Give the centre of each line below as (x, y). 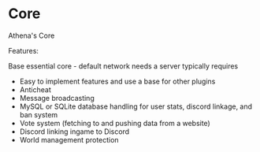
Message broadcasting (57, 98)
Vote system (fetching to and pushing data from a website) (115, 123)
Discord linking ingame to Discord (74, 132)
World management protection (69, 139)
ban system (39, 114)
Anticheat (35, 89)
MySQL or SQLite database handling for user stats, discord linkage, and (136, 106)
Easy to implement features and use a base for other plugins (117, 81)
